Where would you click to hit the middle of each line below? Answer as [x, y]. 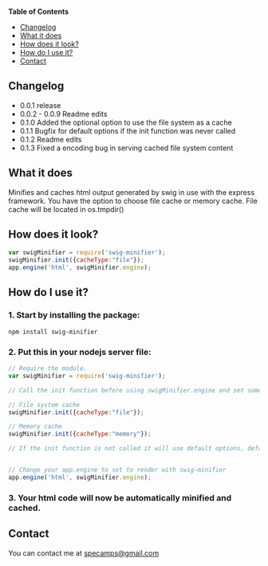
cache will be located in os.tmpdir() [66, 209]
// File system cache [44, 405]
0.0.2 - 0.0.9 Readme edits [63, 114]
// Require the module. [48, 369]
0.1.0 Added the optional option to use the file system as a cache [126, 122]
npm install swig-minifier [53, 332]
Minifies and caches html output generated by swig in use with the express [132, 192]
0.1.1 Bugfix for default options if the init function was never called [128, 130]
